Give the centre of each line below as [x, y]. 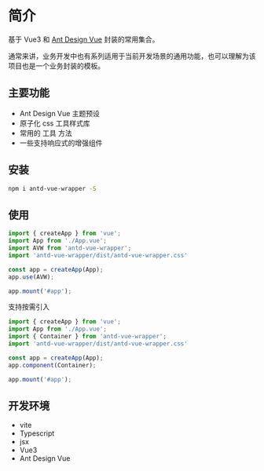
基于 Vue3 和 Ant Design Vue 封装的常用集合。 [84, 39]
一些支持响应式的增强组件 [61, 143]
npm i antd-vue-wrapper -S [52, 188]
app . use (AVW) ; [31, 277]
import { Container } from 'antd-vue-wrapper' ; [88, 337]
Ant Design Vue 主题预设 [60, 113]
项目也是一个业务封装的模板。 [56, 66]
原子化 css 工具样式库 [55, 123]
